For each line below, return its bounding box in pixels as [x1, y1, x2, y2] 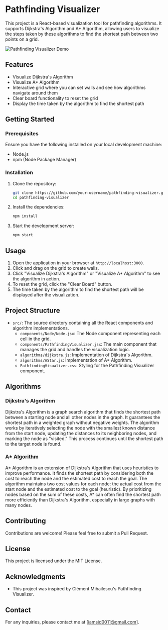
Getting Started [5, 115, 55, 124]
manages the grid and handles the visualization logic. [20, 346, 130, 352]
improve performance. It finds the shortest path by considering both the [5, 470, 154, 476]
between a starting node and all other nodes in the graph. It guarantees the [5, 414, 160, 420]
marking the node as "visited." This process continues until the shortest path [5, 436, 163, 442]
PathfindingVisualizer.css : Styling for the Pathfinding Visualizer [20, 362, 154, 368]
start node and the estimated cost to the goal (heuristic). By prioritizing [5, 486, 152, 492]
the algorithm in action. [12, 276, 60, 282]
